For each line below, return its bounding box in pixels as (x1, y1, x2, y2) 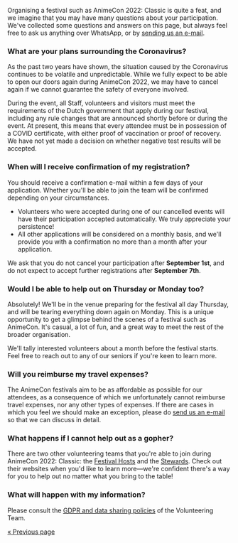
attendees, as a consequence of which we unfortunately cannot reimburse (7, 393, 226, 402)
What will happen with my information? (7, 490, 146, 500)
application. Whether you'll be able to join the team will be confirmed (7, 186, 209, 194)
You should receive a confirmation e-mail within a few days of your (7, 178, 204, 187)
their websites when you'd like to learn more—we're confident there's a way (7, 465, 230, 473)
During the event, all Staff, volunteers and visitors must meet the (7, 99, 195, 107)
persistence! (17, 222, 55, 230)
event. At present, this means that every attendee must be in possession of (7, 122, 227, 130)
